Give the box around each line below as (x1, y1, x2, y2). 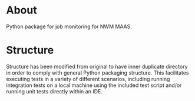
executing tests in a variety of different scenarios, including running (6, 75, 170, 82)
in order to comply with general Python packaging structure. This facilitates (6, 69, 189, 76)
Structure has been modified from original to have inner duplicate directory (6, 63, 188, 70)
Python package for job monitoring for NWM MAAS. (6, 23, 133, 30)
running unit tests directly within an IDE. (6, 87, 103, 95)
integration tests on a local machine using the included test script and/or (6, 82, 182, 89)
